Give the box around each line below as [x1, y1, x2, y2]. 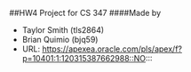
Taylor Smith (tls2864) [21, 25, 105, 35]
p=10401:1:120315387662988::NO [21, 53, 147, 63]
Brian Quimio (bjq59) [21, 35, 99, 44]
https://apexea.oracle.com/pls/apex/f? [42, 44, 182, 54]
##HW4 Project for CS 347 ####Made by [9, 8, 162, 18]
